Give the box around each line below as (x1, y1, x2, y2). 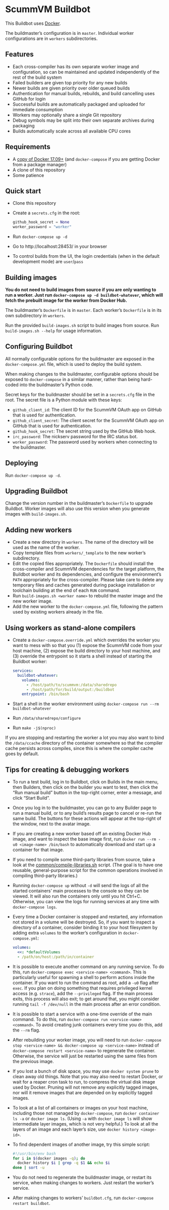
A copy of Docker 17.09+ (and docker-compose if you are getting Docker (12, 156, 160, 162)
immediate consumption (12, 106, 63, 112)
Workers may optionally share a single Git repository (12, 112, 122, 118)
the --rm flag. (12, 1027, 40, 1033)
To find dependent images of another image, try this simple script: (12, 1141, 150, 1147)
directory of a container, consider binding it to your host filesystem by (12, 924, 158, 930)
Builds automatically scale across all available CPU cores (12, 128, 131, 134)
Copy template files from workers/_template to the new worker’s (12, 550, 146, 556)
